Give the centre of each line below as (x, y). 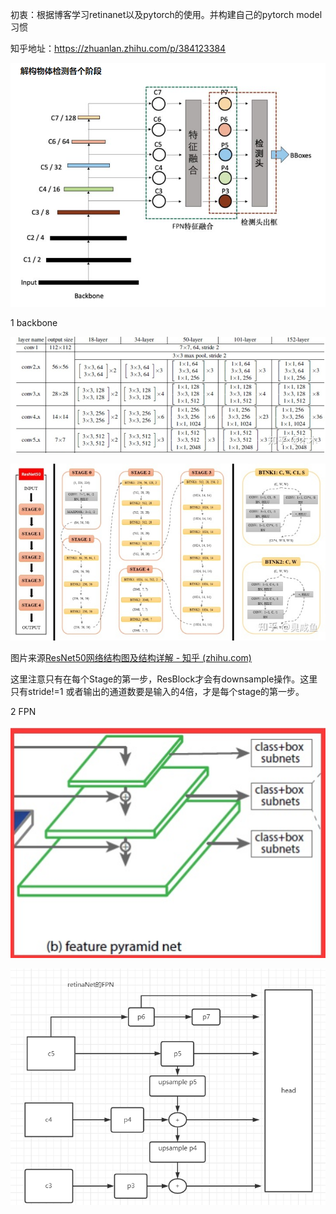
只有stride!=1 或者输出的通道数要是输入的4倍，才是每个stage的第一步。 (157, 692)
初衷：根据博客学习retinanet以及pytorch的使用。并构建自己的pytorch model (166, 14)
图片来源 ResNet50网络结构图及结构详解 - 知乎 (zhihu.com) (131, 658)
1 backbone (34, 322)
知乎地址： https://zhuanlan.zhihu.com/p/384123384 (118, 48)
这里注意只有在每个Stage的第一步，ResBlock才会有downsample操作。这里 (164, 679)
